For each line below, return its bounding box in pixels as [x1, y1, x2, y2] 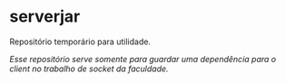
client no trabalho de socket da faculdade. [9, 63, 170, 74]
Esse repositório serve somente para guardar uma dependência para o [9, 53, 277, 64]
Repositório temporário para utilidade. [9, 36, 152, 47]
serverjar [9, 6, 81, 27]
